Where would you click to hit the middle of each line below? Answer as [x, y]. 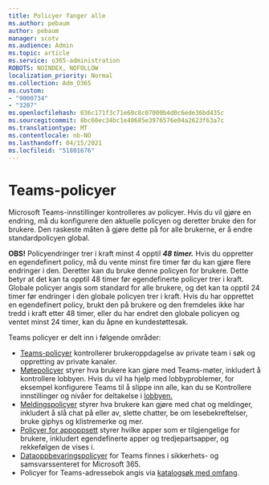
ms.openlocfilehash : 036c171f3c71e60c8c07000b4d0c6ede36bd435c [116, 113]
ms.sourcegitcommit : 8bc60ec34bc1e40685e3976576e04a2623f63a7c [116, 121]
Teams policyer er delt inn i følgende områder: [85, 338]
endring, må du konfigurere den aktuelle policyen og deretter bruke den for [132, 221]
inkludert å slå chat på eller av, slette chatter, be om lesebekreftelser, [134, 413]
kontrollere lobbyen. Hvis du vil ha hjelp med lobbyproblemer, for [127, 379]
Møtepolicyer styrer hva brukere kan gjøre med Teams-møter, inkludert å [140, 370]
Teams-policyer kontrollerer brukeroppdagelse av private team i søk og [137, 353]
